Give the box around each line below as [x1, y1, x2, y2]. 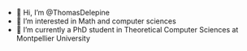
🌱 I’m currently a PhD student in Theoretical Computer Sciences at [15, 25, 239, 34]
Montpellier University [15, 33, 91, 43]
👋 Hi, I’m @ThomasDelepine [15, 8, 110, 17]
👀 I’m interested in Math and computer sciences [15, 16, 176, 26]
